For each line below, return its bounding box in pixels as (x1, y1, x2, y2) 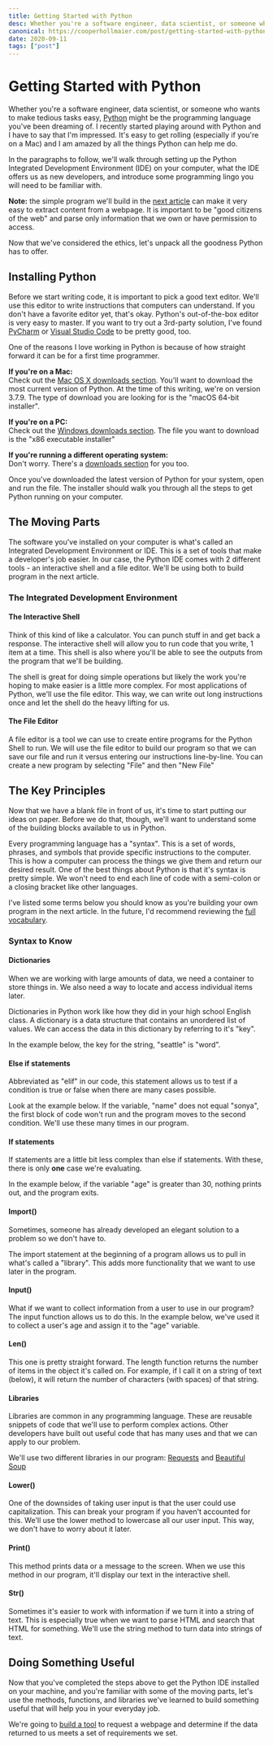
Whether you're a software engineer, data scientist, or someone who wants (8, 104, 261, 114)
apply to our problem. (8, 1437, 81, 1447)
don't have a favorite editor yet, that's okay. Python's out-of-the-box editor (8, 309, 259, 318)
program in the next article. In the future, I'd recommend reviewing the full (8, 906, 256, 916)
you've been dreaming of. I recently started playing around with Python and (8, 121, 262, 131)
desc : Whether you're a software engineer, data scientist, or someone (8, 20, 256, 28)
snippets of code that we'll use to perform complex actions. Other (8, 1420, 229, 1429)
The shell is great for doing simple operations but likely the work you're (8, 672, 247, 681)
